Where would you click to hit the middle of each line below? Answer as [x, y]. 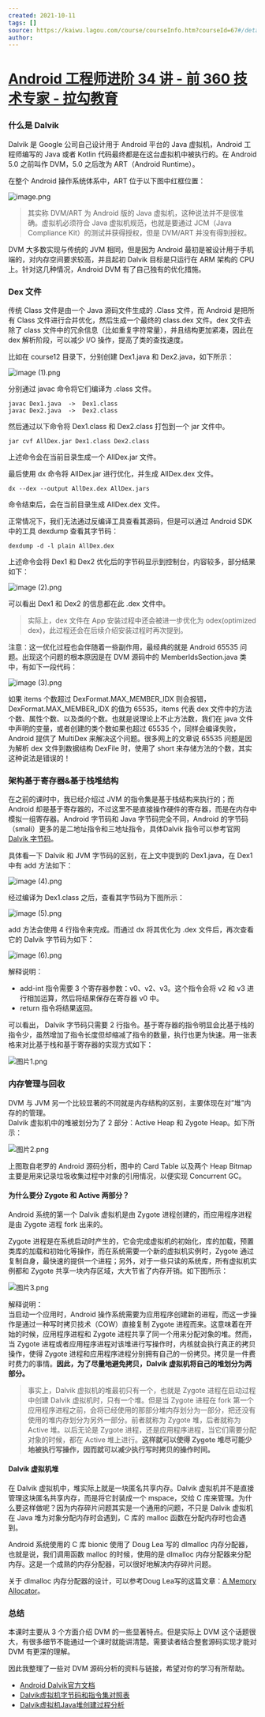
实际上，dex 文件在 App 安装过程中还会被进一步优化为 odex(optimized [142, 620]
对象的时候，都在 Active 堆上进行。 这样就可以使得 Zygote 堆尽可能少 [140, 1440]
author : [21, 38]
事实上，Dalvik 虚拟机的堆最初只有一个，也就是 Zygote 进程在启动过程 [142, 1390]
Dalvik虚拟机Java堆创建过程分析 [72, 1705]
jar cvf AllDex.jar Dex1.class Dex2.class [79, 442]
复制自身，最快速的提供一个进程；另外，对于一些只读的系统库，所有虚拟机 [129, 1260]
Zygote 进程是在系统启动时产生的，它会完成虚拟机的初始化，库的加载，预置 [131, 1241]
